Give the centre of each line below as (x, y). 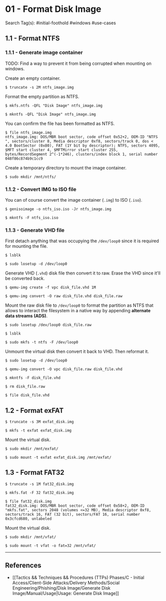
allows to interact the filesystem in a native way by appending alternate (78, 311)
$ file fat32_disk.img (28, 501)
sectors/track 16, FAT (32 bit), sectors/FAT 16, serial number (73, 514)
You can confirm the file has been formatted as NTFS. (60, 123)
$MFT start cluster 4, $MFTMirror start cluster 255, (62, 150)
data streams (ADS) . (26, 316)
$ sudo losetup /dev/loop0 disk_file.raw (48, 325)
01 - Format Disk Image (53, 9)
